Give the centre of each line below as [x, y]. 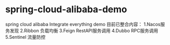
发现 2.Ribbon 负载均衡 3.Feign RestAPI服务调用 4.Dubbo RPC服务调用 [84, 30]
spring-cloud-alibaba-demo [66, 9]
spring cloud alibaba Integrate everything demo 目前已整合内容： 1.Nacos [83, 24]
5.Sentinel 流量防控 [26, 37]
